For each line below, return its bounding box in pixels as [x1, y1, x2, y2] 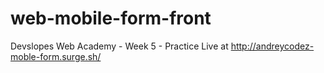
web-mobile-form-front [10, 7, 212, 30]
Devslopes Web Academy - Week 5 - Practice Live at [10, 40, 229, 52]
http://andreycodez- [230, 40, 315, 52]
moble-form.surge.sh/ [10, 50, 102, 62]
